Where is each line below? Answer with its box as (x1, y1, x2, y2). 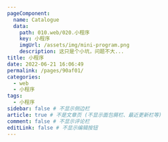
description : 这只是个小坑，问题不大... (19, 48, 124, 55)
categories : (7, 73, 41, 81)
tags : (7, 93, 23, 100)
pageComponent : (7, 10, 51, 17)
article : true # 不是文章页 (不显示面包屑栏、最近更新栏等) (7, 111, 162, 118)
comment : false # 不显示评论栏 (7, 117, 90, 125)
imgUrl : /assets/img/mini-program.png (19, 42, 130, 48)
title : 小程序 (7, 55, 44, 61)
